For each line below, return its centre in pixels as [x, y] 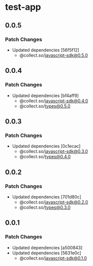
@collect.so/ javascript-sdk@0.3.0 [54, 151]
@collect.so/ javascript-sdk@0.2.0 [54, 202]
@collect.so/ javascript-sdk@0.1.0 [53, 258]
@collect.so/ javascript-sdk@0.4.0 [54, 100]
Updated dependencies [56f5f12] [46, 50]
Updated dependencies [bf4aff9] [46, 96]
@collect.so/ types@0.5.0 [45, 106]
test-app [23, 7]
